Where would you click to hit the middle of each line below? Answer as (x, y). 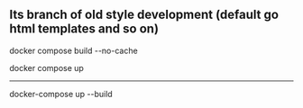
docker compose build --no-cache (73, 50)
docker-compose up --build (61, 94)
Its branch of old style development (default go (144, 15)
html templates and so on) (84, 29)
